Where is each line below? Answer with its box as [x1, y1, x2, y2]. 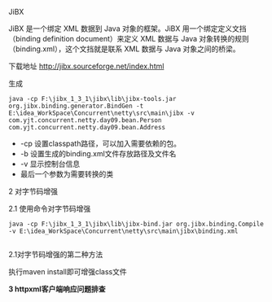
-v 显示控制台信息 [20, 159, 81, 169]
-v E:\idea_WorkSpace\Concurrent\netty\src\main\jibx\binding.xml [8, 227, 239, 235]
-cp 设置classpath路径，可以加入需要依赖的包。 [20, 138, 182, 148]
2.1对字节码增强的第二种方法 [8, 250, 103, 259]
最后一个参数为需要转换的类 [20, 169, 114, 178]
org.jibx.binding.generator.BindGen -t [8, 102, 144, 110]
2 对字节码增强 [8, 186, 59, 196]
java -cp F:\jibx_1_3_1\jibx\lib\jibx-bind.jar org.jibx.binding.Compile [8, 220, 265, 228]
